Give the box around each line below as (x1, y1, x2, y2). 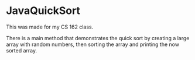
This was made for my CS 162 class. (6, 23, 94, 30)
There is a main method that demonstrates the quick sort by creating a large (6, 34, 190, 41)
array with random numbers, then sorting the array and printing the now (6, 41, 180, 48)
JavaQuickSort (6, 4, 81, 17)
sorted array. (6, 47, 37, 54)
